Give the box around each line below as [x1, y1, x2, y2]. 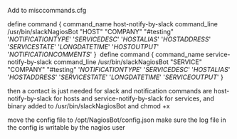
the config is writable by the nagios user [7, 123, 126, 131]
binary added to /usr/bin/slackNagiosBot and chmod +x [7, 102, 170, 110]
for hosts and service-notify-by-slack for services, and [53, 94, 215, 103]
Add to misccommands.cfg [7, 6, 87, 14]
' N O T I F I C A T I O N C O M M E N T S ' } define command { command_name [7, 50, 204, 58]
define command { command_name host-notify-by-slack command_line [7, 20, 218, 28]
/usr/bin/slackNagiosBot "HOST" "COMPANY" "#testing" [7, 28, 174, 36]
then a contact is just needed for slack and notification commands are [7, 87, 212, 95]
